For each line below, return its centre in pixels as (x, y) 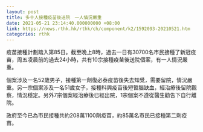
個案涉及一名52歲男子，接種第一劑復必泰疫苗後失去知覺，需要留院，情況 (97, 80)
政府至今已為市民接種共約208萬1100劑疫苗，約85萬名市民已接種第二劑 (94, 116)
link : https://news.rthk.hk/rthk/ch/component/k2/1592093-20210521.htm (98, 29)
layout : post (23, 12)
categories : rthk (28, 34)
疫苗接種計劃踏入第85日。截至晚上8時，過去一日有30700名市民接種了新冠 (99, 52)
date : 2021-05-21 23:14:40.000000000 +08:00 (63, 23)
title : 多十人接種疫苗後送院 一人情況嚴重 (54, 17)
